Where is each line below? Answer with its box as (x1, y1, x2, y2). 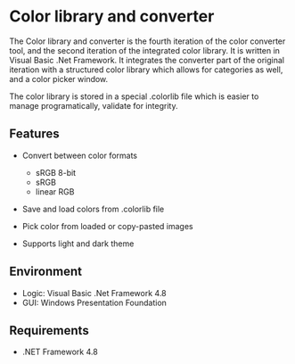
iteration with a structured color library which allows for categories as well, (9, 64, 283, 75)
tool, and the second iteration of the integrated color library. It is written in (9, 45, 281, 55)
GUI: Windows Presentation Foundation (21, 297, 168, 308)
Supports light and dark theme (21, 238, 135, 249)
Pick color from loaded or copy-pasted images (21, 220, 193, 231)
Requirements (9, 323, 89, 338)
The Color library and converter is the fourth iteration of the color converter (9, 36, 286, 46)
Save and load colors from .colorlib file (21, 203, 165, 214)
